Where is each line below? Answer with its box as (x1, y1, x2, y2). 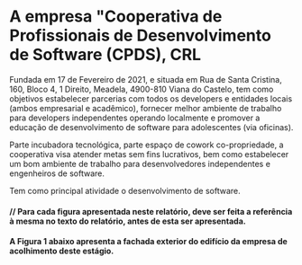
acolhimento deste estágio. (9, 245, 114, 257)
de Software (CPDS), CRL (9, 45, 201, 65)
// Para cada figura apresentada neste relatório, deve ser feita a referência (9, 206, 293, 216)
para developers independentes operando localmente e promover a (9, 112, 261, 123)
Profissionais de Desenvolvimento (9, 25, 272, 46)
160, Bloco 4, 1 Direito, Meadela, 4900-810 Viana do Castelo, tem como (9, 84, 274, 94)
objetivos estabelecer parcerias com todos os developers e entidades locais (9, 93, 293, 104)
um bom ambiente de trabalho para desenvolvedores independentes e (9, 158, 270, 169)
